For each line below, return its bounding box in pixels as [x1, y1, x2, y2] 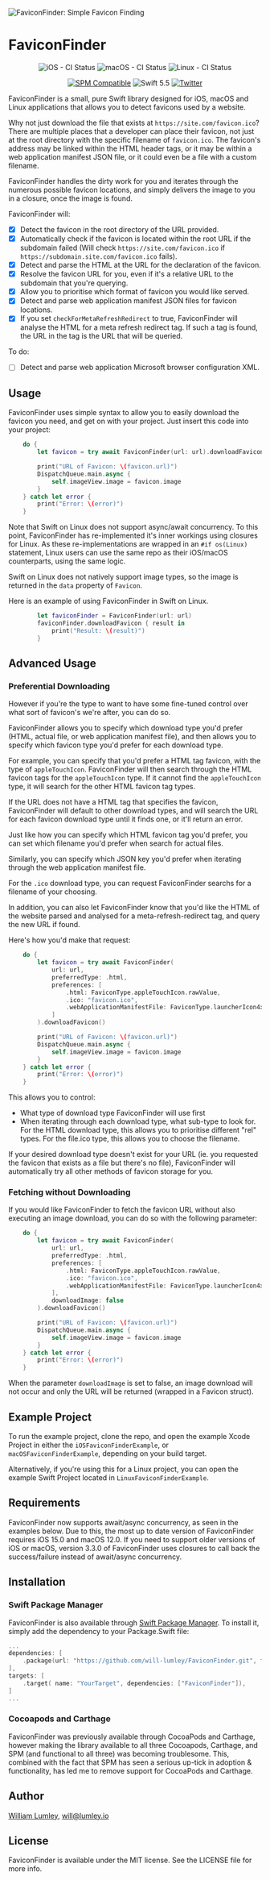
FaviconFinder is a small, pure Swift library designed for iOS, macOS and [8, 94, 249, 103]
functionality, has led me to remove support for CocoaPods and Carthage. [8, 1766, 253, 1775]
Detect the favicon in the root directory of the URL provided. [19, 224, 219, 234]
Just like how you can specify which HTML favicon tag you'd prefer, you [8, 830, 248, 840]
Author [8, 1790, 44, 1803]
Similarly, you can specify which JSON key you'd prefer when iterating [8, 855, 242, 864]
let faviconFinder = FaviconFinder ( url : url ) [37, 612, 193, 620]
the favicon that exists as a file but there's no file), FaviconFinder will [8, 1158, 235, 1168]
